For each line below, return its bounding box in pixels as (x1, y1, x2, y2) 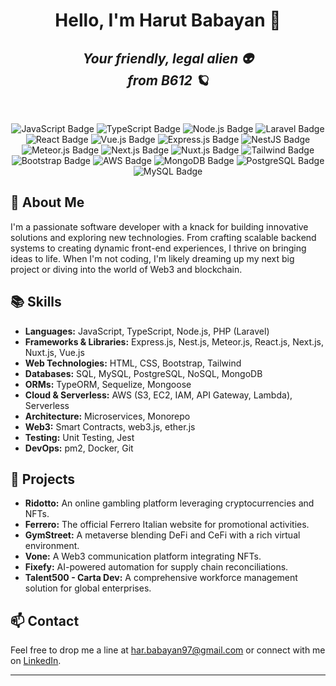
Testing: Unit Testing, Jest (24, 431, 135, 443)
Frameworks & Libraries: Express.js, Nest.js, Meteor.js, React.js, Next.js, (24, 335, 324, 348)
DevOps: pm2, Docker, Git (24, 442, 134, 454)
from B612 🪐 (127, 72, 209, 89)
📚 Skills (10, 294, 62, 311)
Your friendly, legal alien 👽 (82, 50, 254, 67)
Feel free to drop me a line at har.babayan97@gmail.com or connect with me (10, 644, 326, 656)
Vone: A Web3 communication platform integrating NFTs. (24, 550, 262, 563)
